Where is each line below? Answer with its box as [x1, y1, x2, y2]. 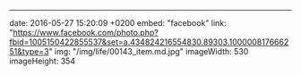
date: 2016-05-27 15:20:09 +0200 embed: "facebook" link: [9, 18, 227, 28]
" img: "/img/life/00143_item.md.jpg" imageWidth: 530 [48, 46, 249, 56]
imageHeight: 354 [9, 55, 76, 66]
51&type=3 [9, 46, 49, 56]
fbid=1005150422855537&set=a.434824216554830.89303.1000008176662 [9, 37, 289, 47]
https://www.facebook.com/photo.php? [13, 28, 159, 37]
